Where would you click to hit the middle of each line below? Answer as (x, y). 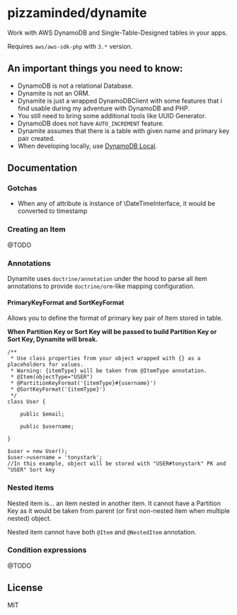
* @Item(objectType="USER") (52, 377)
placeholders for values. (45, 365)
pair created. (36, 138)
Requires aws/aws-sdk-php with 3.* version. (70, 46)
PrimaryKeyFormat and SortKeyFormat (66, 302)
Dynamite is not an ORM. (54, 93)
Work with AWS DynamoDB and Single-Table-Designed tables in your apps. (117, 33)
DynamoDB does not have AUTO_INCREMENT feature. (91, 123)
